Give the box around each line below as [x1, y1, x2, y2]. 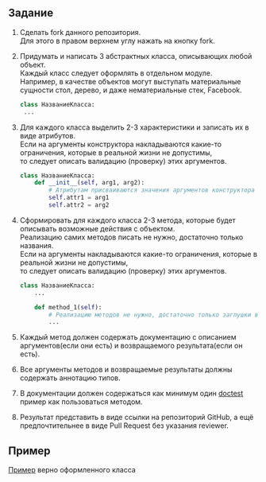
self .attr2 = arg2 [48, 201, 110, 209]
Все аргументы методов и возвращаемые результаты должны [19, 365, 233, 375]
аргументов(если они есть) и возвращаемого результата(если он [19, 341, 243, 351]
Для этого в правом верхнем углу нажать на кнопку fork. [19, 36, 216, 45]
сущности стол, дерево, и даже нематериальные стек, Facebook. [19, 85, 242, 95]
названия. [19, 240, 54, 250]
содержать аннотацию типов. [19, 373, 121, 383]
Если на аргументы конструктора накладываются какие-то [19, 139, 222, 149]
